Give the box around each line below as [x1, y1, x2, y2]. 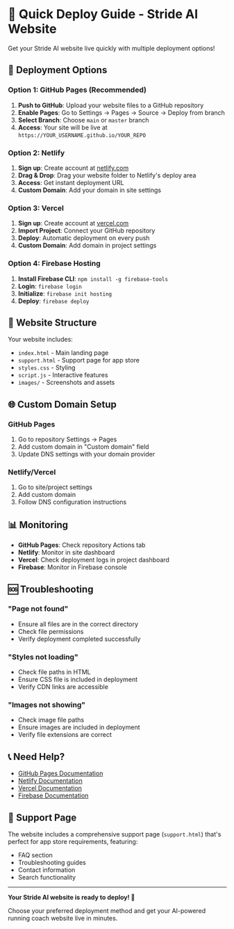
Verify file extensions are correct [17, 731, 112, 739]
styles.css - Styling [17, 363, 76, 372]
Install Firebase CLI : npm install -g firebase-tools [17, 274, 169, 283]
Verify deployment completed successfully [17, 635, 141, 643]
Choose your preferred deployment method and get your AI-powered [8, 907, 206, 915]
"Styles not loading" [8, 652, 78, 662]
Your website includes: [8, 335, 74, 344]
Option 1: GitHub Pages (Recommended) [8, 85, 147, 95]
